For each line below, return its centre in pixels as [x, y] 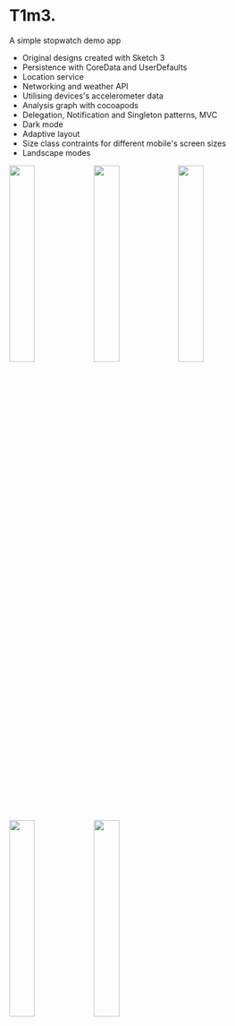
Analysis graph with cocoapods [80, 105]
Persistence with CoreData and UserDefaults [105, 67]
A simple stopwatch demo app [65, 40]
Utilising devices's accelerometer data [92, 96]
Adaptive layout [51, 133]
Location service [53, 76]
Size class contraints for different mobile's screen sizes [124, 143]
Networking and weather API [75, 86]
